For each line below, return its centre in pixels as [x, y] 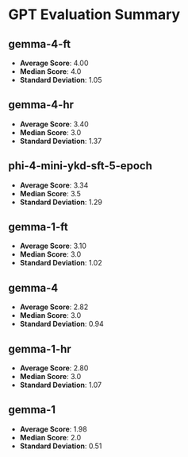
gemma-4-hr [41, 105]
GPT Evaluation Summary [94, 15]
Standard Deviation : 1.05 [61, 80]
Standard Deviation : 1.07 [61, 385]
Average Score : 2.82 [54, 307]
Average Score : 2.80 [54, 368]
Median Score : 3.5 [50, 193]
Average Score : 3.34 [54, 185]
